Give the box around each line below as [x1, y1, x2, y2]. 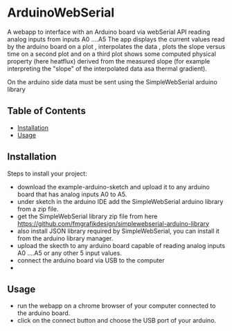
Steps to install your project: [7, 169, 88, 178]
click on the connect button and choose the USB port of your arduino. [17, 316, 217, 325]
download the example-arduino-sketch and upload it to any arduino [17, 182, 210, 191]
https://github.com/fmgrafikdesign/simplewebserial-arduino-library [17, 219, 210, 227]
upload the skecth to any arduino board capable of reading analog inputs [17, 241, 226, 249]
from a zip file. [17, 205, 59, 213]
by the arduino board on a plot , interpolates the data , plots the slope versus [7, 42, 226, 50]
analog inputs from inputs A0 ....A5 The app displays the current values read [7, 35, 225, 43]
